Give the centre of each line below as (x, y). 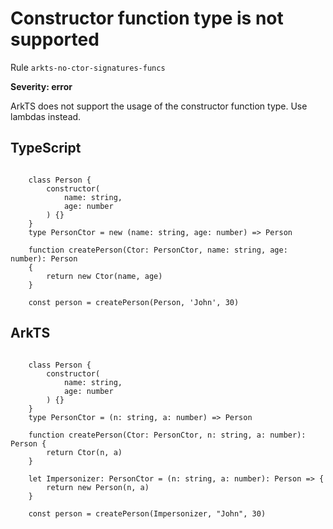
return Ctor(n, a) (84, 452)
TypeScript (46, 148)
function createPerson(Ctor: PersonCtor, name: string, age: (158, 250)
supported (55, 39)
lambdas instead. (46, 116)
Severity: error (41, 86)
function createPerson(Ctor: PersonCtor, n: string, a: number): (167, 435)
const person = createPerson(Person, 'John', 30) (134, 302)
